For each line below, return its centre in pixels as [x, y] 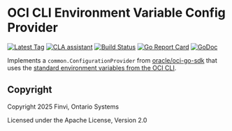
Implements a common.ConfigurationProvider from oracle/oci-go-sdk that [113, 60]
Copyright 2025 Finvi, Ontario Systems [63, 107]
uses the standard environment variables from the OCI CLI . [92, 68]
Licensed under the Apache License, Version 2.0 [77, 120]
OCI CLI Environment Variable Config [116, 13]
